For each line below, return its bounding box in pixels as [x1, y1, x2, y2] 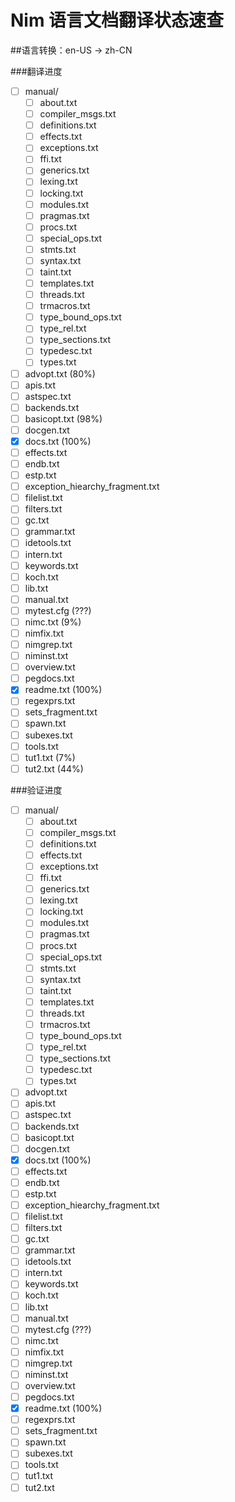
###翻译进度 [10, 65, 63, 77]
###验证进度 [10, 784, 63, 796]
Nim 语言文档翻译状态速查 [10, 9, 225, 32]
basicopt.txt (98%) [24, 412, 103, 425]
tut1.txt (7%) [24, 751, 76, 763]
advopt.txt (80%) [24, 367, 96, 380]
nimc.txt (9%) [24, 616, 82, 628]
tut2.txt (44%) [24, 762, 84, 775]
